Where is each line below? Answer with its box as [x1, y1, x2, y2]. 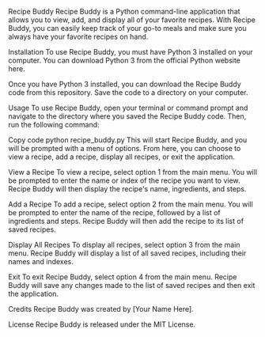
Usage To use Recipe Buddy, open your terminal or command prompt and [8, 103, 248, 112]
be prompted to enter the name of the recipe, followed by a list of [8, 208, 221, 217]
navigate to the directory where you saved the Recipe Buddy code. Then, [8, 112, 247, 121]
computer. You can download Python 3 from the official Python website [8, 55, 241, 65]
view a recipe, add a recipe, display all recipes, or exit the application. [8, 152, 236, 161]
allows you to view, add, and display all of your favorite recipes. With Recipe [8, 15, 256, 25]
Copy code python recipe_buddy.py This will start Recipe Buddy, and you [8, 135, 248, 145]
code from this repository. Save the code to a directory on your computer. [8, 88, 248, 97]
